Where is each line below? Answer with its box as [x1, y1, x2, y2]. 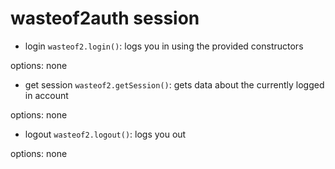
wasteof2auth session [10, 7, 200, 30]
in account [24, 89, 69, 101]
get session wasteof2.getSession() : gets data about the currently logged [24, 78, 325, 91]
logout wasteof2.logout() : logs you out [24, 128, 187, 140]
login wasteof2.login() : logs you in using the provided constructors [24, 40, 304, 52]
